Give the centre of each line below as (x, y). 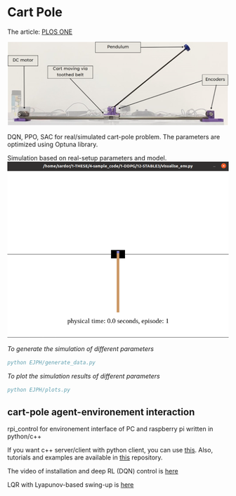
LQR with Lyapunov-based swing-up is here (71, 485)
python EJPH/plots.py (39, 390)
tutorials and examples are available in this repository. (85, 457)
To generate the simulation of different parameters (81, 349)
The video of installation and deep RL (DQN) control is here (93, 471)
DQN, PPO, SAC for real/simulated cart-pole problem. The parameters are (114, 137)
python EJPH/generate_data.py (52, 363)
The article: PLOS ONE (40, 32)
